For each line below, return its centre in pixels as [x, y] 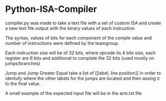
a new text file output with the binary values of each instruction [70, 28]
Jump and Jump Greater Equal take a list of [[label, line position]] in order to [83, 73]
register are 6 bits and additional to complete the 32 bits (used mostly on [80, 58]
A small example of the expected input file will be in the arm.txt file [74, 93]
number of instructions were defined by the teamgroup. [62, 43]
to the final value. [23, 84]
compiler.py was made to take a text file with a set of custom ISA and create [83, 23]
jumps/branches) [23, 63]
